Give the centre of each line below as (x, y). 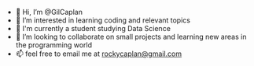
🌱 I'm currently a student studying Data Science (93, 28)
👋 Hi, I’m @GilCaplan (49, 12)
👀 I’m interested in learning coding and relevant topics (103, 20)
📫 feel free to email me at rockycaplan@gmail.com (99, 54)
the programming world (54, 45)
